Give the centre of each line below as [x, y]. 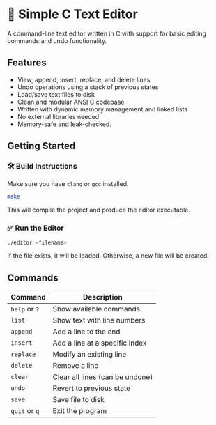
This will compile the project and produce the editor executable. [99, 210]
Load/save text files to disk [56, 94]
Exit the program [80, 411]
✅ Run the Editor [36, 228]
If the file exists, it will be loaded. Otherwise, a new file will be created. [108, 256]
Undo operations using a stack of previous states [88, 87]
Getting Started [41, 146]
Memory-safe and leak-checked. [64, 124]
